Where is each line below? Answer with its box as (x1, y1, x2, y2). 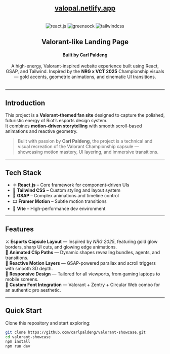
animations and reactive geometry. (5, 128, 78, 134)
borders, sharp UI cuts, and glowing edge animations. (5, 243, 117, 250)
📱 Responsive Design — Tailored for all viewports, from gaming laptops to (5, 271, 160, 277)
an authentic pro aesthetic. (5, 287, 61, 293)
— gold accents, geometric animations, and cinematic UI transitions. (14, 74, 156, 80)
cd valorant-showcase (5, 334, 51, 339)
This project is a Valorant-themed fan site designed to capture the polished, (5, 112, 165, 118)
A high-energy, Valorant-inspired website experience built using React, (11, 63, 159, 69)
